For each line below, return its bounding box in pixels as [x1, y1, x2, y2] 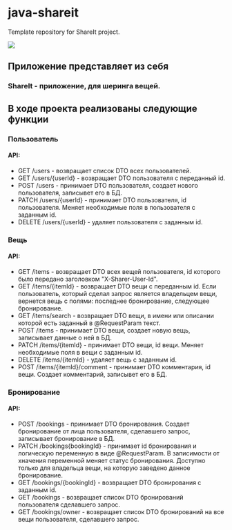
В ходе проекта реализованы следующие [8, 102, 197, 115]
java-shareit [8, 5, 79, 21]
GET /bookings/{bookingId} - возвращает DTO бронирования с [17, 478, 202, 487]
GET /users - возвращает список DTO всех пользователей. [17, 166, 192, 175]
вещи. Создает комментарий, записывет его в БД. [17, 370, 168, 378]
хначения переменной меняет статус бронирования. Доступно [17, 457, 206, 465]
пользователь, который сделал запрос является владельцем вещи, [17, 289, 217, 297]
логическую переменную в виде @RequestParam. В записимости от [17, 449, 220, 458]
